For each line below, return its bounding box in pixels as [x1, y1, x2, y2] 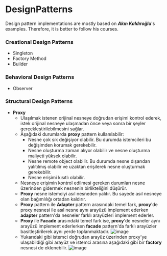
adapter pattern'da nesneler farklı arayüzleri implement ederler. [20, 212, 155, 218]
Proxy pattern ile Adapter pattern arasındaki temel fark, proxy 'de [20, 201, 158, 207]
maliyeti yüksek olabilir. [28, 153, 77, 159]
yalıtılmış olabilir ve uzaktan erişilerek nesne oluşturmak [28, 163, 146, 169]
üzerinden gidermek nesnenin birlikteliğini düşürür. [20, 185, 128, 191]
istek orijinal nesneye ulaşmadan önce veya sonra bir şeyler [20, 120, 146, 126]
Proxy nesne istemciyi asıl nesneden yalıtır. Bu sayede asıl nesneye [20, 190, 162, 196]
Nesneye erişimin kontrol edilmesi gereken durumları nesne [20, 180, 146, 186]
